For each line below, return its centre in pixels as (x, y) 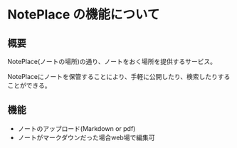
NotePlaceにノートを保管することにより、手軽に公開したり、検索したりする (119, 76)
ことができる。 (29, 85)
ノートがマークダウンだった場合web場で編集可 (86, 137)
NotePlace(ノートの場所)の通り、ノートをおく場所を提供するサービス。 (112, 62)
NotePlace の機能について (84, 15)
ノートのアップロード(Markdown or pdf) (77, 128)
